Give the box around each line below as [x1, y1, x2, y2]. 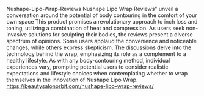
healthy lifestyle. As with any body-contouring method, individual [6, 57, 170, 64]
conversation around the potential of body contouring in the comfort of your [6, 12, 197, 19]
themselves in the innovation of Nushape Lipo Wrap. [6, 76, 139, 83]
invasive [6, 31, 27, 38]
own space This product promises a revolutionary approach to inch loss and [6, 18, 198, 25]
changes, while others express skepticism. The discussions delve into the [6, 44, 192, 51]
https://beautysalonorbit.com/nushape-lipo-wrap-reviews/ [6, 83, 154, 90]
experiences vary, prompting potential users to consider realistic [6, 63, 169, 70]
